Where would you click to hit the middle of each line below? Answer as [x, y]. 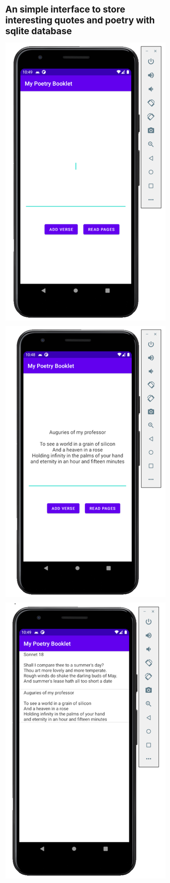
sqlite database [39, 31]
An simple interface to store [65, 9]
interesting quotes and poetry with [80, 20]
